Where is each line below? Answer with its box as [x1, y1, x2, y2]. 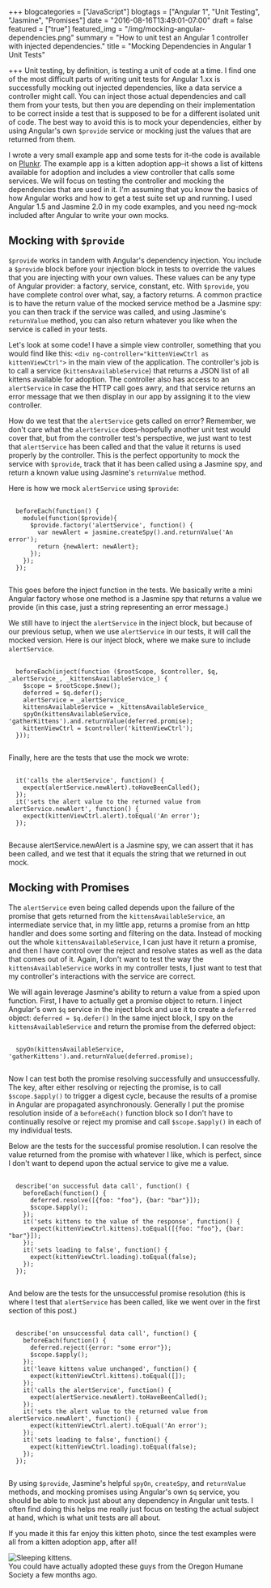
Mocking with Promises [8, 881, 129, 894]
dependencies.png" [8, 32, 74, 42]
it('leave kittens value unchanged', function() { [23, 1364, 197, 1372]
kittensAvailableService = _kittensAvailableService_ [23, 702, 208, 711]
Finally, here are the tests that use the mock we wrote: [8, 753, 189, 762]
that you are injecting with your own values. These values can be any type [8, 272, 256, 282]
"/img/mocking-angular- [124, 24, 206, 33]
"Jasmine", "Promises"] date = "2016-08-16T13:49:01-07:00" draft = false [8, 15, 253, 25]
